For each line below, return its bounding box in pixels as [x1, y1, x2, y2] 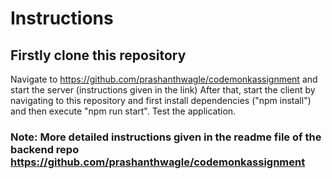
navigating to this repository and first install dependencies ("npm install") [10, 95, 312, 106]
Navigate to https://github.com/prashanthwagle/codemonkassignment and [10, 73, 318, 85]
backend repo [10, 142, 80, 156]
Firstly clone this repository [10, 47, 187, 64]
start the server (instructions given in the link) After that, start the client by [10, 84, 316, 96]
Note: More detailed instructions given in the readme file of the [10, 130, 322, 144]
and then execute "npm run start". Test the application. [10, 105, 237, 117]
